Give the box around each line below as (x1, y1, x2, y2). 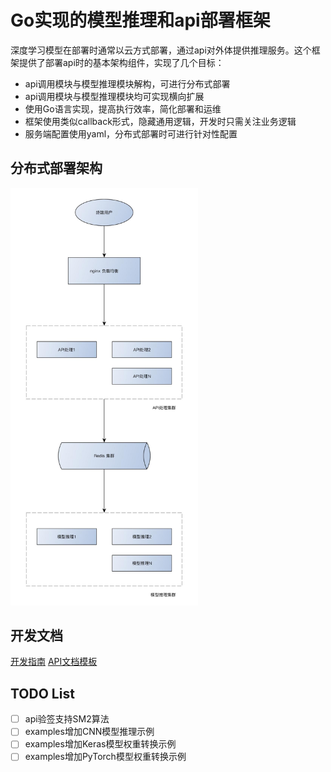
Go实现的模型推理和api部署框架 (10, 9, 271, 32)
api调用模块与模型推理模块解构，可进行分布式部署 (24, 77, 231, 90)
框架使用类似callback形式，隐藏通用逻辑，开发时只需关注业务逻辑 (24, 115, 297, 127)
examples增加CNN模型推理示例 (24, 726, 155, 738)
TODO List (10, 685, 75, 702)
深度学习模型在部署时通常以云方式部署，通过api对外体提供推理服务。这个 (10, 44, 312, 56)
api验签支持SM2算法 (24, 713, 110, 725)
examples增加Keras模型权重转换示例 (24, 738, 177, 750)
